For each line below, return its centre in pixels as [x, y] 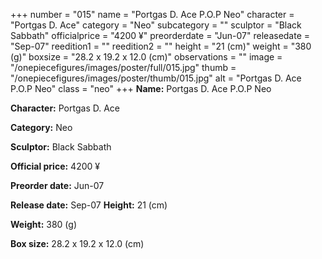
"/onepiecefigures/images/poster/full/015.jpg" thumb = [123, 67]
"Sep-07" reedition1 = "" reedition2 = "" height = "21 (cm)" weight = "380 [161, 46]
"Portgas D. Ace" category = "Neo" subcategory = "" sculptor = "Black [156, 25]
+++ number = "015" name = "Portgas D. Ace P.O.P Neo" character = [152, 14]
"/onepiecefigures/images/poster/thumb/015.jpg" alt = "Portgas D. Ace [156, 78]
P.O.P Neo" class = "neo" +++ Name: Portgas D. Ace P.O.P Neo [141, 88]
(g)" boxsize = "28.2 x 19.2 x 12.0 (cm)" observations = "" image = [146, 57]
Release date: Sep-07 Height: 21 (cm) [89, 205]
